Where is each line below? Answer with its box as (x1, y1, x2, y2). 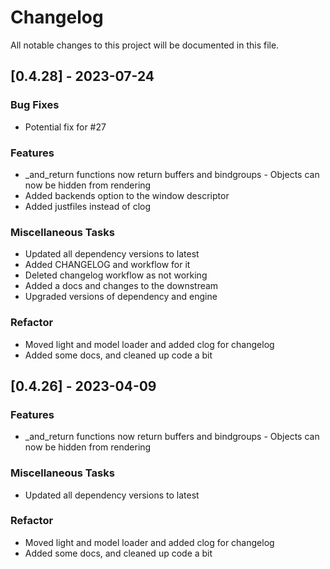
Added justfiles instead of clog (24, 200, 152, 212)
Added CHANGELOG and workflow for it (24, 259, 191, 271)
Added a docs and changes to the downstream (24, 280, 219, 292)
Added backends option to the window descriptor (24, 189, 230, 201)
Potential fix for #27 (24, 121, 107, 133)
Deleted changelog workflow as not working (24, 269, 208, 281)
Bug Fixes (10, 98, 60, 112)
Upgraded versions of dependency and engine (24, 291, 218, 303)
